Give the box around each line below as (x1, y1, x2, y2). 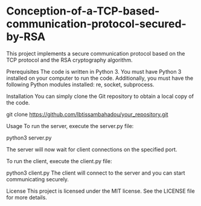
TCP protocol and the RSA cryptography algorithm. (6, 56, 133, 63)
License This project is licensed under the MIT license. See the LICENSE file (6, 187, 195, 195)
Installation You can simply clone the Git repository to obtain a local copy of (6, 92, 194, 100)
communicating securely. (6, 175, 69, 182)
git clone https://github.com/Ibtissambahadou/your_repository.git (6, 111, 168, 118)
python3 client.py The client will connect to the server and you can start (6, 169, 185, 176)
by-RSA (6, 30, 46, 43)
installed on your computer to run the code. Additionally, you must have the (6, 74, 194, 82)
